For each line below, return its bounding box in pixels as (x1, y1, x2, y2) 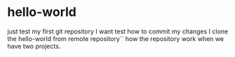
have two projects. (7, 42, 61, 50)
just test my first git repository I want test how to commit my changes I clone (7, 27, 229, 35)
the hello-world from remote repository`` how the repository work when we (7, 34, 224, 42)
